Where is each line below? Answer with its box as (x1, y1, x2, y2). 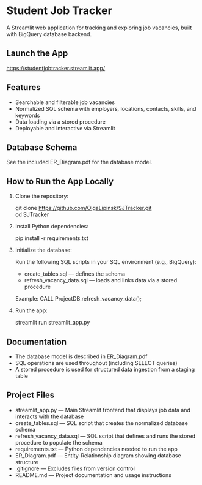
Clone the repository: (15, 192, 69, 200)
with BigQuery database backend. (6, 30, 92, 37)
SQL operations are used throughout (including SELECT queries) (15, 359, 178, 366)
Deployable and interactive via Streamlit (15, 124, 116, 132)
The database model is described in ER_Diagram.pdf (15, 353, 148, 360)
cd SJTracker (15, 211, 49, 218)
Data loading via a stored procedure (15, 118, 106, 126)
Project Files (6, 390, 55, 400)
